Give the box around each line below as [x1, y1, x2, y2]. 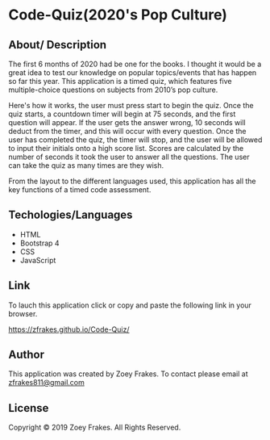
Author [8, 348, 44, 362]
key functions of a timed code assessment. [8, 185, 152, 195]
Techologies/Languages [8, 208, 133, 222]
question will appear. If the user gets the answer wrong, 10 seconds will [8, 118, 246, 127]
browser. [8, 308, 38, 318]
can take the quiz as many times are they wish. [8, 161, 164, 170]
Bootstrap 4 [19, 238, 60, 248]
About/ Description [8, 38, 107, 52]
